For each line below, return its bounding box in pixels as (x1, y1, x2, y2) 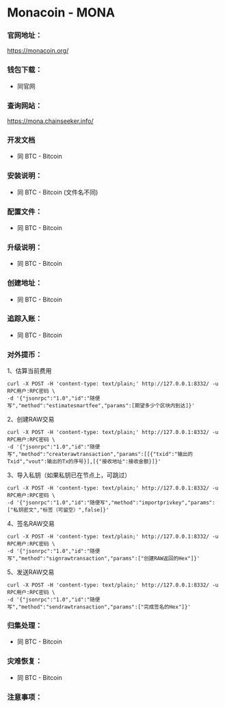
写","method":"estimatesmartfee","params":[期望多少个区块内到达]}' (7, 402, 195, 409)
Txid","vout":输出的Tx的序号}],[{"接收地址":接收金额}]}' (7, 458, 161, 465)
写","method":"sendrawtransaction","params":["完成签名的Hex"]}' (7, 604, 191, 610)
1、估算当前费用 (7, 367, 52, 375)
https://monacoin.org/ (7, 47, 69, 55)
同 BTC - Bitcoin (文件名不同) (16, 187, 98, 196)
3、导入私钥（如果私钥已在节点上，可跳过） (7, 471, 131, 479)
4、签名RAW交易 (7, 520, 55, 528)
